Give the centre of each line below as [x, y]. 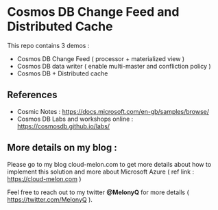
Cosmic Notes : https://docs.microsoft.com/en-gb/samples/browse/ [113, 111]
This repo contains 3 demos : [48, 45]
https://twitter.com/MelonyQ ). [50, 199]
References [32, 95]
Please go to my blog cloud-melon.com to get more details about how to [109, 164]
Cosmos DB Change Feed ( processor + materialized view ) [101, 58]
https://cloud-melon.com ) [44, 178]
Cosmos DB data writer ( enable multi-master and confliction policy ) [114, 66]
